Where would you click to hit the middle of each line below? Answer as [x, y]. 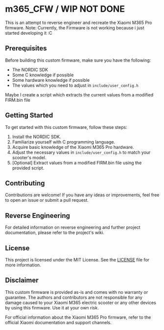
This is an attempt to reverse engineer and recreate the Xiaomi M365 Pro [79, 23]
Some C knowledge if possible [43, 75]
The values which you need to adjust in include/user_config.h [75, 85]
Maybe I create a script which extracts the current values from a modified [79, 94]
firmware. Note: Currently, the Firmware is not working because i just [75, 27]
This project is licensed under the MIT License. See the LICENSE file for [77, 260]
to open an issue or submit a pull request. [47, 200]
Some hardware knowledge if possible [51, 80]
